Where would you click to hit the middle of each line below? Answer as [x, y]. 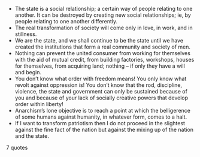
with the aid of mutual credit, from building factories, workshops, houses [104, 60]
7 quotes [17, 147]
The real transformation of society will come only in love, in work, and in [104, 28]
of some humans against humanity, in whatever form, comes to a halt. [101, 117]
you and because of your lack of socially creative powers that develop [101, 98]
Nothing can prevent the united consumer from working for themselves [102, 53]
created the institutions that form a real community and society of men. [102, 47]
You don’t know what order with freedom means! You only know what [101, 78]
